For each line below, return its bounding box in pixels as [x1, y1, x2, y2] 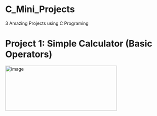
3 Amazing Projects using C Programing [5, 20, 89, 26]
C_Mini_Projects [5, 4, 75, 15]
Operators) [5, 49, 52, 60]
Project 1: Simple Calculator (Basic [5, 38, 153, 49]
